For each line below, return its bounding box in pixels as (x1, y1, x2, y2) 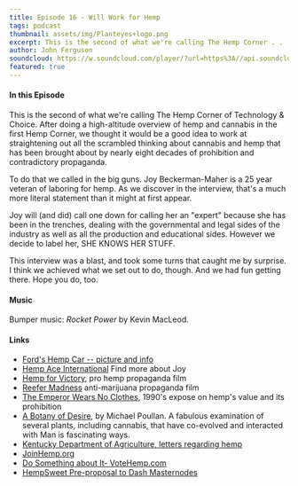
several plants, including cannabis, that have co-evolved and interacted (21, 420, 284, 431)
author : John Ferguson (9, 46, 93, 55)
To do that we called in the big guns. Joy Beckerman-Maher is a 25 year (9, 174, 273, 184)
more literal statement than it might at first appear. (9, 192, 192, 204)
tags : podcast (9, 21, 62, 30)
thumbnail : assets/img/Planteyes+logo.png (9, 29, 169, 38)
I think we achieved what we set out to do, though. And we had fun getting (9, 265, 281, 276)
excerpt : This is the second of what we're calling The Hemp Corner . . (9, 37, 284, 47)
